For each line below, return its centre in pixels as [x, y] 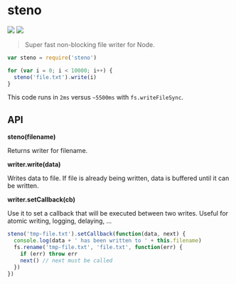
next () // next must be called [66, 261]
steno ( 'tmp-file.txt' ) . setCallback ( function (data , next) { [97, 234]
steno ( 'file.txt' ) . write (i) [55, 77]
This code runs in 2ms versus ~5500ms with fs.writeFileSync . [95, 98]
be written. [23, 186]
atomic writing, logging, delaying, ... [60, 221]
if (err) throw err [49, 254]
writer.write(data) [34, 164]
